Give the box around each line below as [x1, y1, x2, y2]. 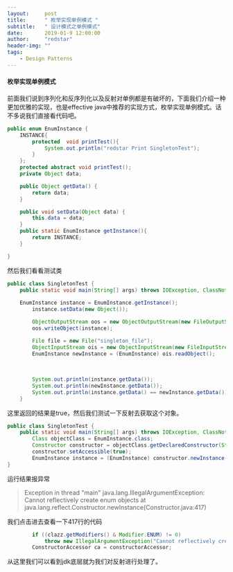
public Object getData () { [19, 183, 98, 190]
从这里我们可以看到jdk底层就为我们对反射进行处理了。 [7, 557, 162, 566]
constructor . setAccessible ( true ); [32, 448, 132, 456]
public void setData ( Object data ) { [19, 208, 126, 215]
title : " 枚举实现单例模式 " [7, 17, 98, 24]
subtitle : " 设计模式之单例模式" [7, 23, 101, 30]
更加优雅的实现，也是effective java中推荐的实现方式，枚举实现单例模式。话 [7, 102, 222, 111]
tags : [7, 49, 23, 56]
